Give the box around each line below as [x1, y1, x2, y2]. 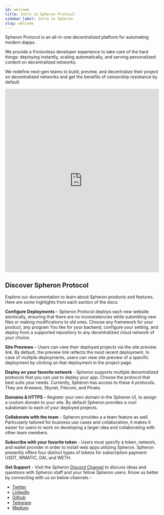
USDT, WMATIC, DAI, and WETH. [5, 455, 72, 461]
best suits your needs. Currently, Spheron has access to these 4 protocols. [5, 380, 156, 385]
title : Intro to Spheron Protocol [5, 12, 76, 17]
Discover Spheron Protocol [5, 281, 89, 289]
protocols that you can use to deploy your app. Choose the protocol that [5, 375, 150, 381]
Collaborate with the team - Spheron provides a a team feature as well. [5, 414, 149, 420]
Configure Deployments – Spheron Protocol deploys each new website [5, 309, 149, 314]
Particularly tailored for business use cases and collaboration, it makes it [5, 419, 151, 425]
